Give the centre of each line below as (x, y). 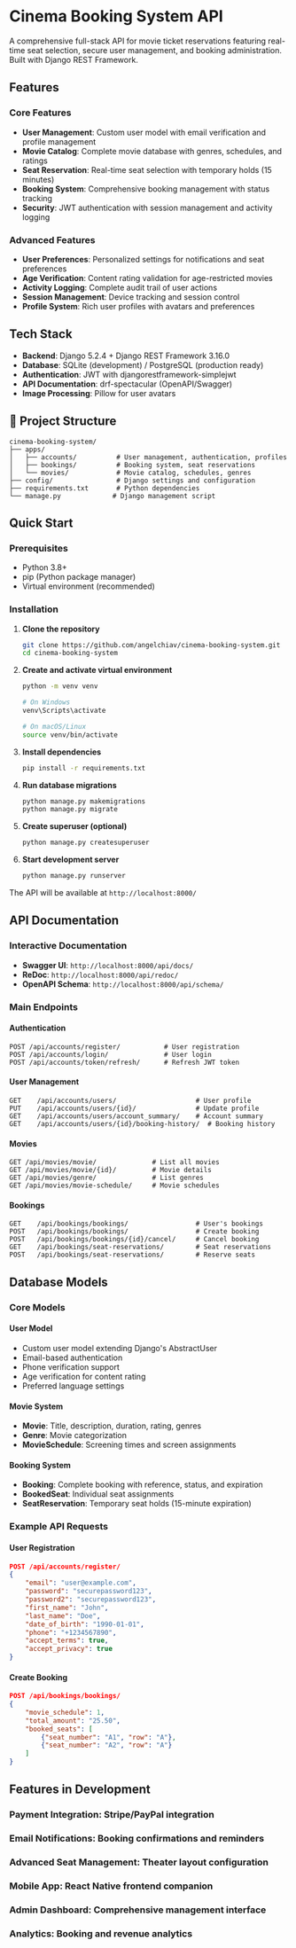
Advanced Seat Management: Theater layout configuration (139, 1862)
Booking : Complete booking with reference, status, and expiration (142, 1485)
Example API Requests (59, 1527)
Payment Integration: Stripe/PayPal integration (112, 1815)
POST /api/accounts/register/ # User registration (125, 1047)
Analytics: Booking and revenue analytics (101, 1933)
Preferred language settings (73, 1386)
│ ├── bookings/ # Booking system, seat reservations (132, 465)
